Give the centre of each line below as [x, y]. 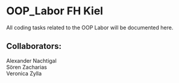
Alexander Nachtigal [32, 60]
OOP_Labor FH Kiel [55, 11]
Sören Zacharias [27, 67]
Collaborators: [34, 46]
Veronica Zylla [24, 73]
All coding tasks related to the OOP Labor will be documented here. [90, 27]
